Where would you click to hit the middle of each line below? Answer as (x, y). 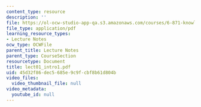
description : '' (26, 17)
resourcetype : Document (36, 61)
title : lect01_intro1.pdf (38, 67)
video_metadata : (26, 89)
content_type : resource (36, 12)
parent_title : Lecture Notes (42, 51)
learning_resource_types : (38, 34)
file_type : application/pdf (41, 28)
